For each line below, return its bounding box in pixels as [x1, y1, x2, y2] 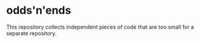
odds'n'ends [6, 4, 72, 17]
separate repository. [6, 29, 57, 36]
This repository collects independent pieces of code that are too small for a [6, 23, 195, 30]
